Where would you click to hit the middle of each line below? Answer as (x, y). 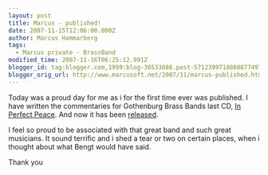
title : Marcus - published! (55, 23)
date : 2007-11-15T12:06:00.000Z (62, 30)
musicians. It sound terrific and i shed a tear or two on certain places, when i (134, 138)
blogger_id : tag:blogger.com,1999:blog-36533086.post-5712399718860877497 (135, 68)
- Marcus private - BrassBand (65, 52)
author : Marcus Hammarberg (53, 38)
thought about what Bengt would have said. (80, 146)
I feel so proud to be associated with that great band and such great (120, 130)
